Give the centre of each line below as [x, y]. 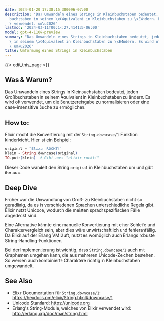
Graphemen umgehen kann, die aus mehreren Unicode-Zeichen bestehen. [80, 255]
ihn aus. [13, 173]
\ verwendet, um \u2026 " [33, 23]
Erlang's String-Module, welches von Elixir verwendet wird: [72, 308]
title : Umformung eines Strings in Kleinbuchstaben [59, 50]
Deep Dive [21, 188]
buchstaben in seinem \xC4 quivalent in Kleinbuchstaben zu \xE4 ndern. [83, 19]
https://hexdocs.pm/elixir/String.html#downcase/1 [62, 298]
